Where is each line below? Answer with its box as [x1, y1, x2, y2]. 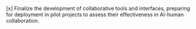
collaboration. [6, 17, 39, 24]
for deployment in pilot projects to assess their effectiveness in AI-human [6, 11, 184, 18]
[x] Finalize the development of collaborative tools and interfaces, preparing [6, 5, 190, 12]
